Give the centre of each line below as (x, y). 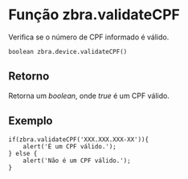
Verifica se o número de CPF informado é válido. (89, 37)
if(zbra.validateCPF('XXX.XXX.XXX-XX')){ (79, 139)
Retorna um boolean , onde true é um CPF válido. (89, 96)
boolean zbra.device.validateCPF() (68, 51)
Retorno (29, 77)
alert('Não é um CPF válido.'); (77, 161)
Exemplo (31, 121)
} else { (23, 153)
